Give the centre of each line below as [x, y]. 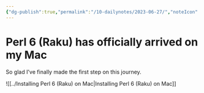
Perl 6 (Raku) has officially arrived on [102, 42]
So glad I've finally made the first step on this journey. [74, 72]
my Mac [26, 55]
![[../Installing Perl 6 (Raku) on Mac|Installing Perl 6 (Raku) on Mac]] [91, 83]
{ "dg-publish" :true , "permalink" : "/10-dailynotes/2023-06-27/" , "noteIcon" [102, 12]
